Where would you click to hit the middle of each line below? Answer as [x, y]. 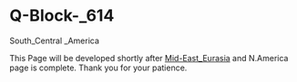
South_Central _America [55, 41]
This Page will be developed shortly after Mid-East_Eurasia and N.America [149, 58]
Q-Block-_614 [62, 16]
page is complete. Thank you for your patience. [98, 68]
